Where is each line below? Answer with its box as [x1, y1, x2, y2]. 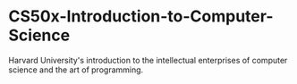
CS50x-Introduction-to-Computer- [8, 6, 274, 27]
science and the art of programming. [8, 64, 144, 75]
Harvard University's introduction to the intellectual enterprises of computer [8, 55, 288, 65]
